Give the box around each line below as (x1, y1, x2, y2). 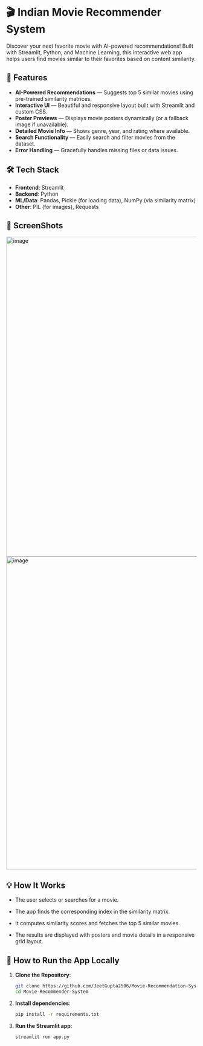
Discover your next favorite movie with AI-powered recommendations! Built (6, 42, 193, 50)
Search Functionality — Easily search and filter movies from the (14, 133, 176, 141)
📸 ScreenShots (6, 220, 63, 231)
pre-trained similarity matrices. (14, 95, 92, 102)
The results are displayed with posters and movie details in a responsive (14, 931, 195, 939)
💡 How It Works (6, 880, 66, 890)
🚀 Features (6, 72, 48, 83)
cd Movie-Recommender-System (14, 989, 89, 995)
